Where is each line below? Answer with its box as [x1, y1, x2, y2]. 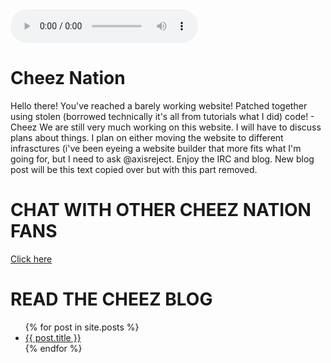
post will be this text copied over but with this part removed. [10, 163, 258, 175]
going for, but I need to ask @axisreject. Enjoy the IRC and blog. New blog [10, 153, 315, 165]
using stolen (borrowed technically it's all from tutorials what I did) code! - [10, 110, 315, 122]
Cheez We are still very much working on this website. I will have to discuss [10, 121, 322, 133]
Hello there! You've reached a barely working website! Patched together [10, 99, 308, 112]
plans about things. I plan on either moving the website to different [10, 131, 284, 143]
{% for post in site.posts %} [24, 321, 140, 333]
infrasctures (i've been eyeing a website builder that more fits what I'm [10, 142, 302, 154]
